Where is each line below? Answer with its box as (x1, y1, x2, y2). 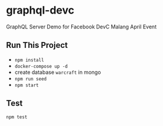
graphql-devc (6, 4, 75, 17)
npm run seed (14, 76, 47, 82)
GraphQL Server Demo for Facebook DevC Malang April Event (6, 23, 157, 30)
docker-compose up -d (14, 63, 68, 69)
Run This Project (6, 40, 68, 50)
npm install (14, 57, 44, 63)
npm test (6, 114, 28, 120)
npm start (14, 82, 39, 88)
